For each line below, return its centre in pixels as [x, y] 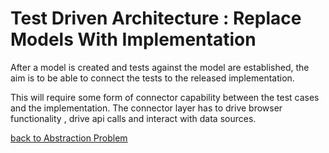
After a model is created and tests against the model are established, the [160, 67]
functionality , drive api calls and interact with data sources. [133, 118]
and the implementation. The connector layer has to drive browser [146, 108]
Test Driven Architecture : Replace [156, 18]
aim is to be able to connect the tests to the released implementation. [152, 78]
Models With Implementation [133, 39]
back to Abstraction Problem [69, 138]
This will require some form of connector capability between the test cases [165, 97]
